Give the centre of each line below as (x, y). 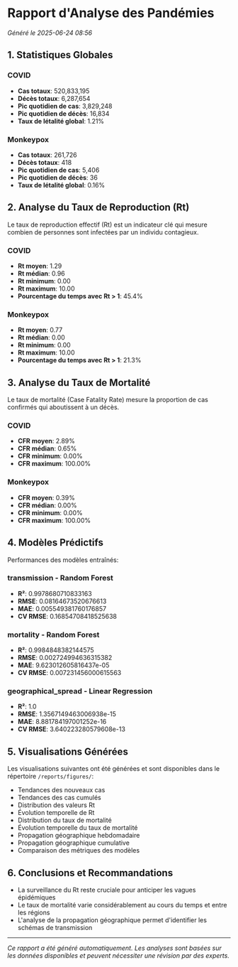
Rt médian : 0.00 (41, 337)
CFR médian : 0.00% (47, 505)
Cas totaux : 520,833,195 (53, 91)
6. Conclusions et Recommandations (90, 873)
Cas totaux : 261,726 (47, 155)
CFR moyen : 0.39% (46, 497)
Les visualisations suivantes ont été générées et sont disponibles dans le (114, 769)
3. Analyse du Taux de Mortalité (79, 383)
